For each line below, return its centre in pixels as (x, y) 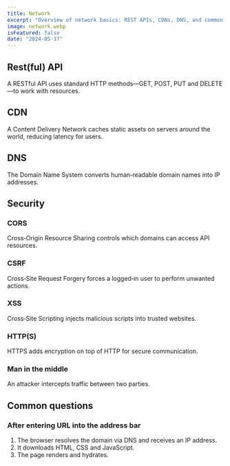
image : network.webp (37, 26)
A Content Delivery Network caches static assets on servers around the (109, 129)
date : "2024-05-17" (35, 39)
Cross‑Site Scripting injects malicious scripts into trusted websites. (102, 318)
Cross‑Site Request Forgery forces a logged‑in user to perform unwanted (111, 278)
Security (26, 203)
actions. (18, 286)
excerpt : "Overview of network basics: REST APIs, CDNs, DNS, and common (115, 20)
